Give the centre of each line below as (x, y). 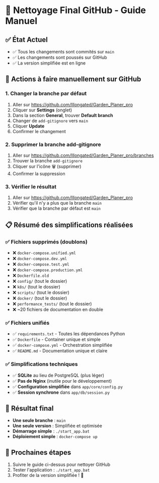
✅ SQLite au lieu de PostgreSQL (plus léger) (58, 375)
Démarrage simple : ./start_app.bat (51, 431)
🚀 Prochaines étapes (38, 452)
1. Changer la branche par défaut (46, 94)
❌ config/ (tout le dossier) (40, 281)
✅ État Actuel (26, 40)
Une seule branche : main (39, 420)
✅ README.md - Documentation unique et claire (60, 351)
